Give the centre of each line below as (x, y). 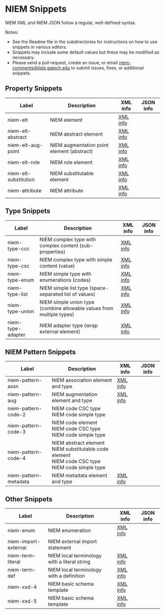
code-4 (17, 458)
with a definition (66, 576)
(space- (99, 288)
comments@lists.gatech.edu (41, 68)
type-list (18, 294)
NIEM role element (71, 162)
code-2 (17, 415)
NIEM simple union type (67, 302)
